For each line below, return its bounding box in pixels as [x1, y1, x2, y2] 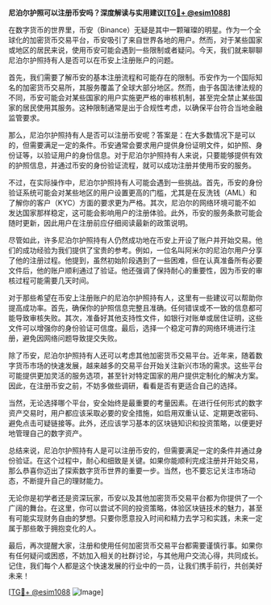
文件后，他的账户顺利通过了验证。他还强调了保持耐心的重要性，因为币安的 [8, 266, 256, 275]
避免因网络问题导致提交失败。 [22, 333, 122, 343]
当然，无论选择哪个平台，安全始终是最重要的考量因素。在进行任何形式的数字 [8, 398, 263, 408]
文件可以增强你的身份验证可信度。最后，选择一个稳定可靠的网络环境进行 [8, 324, 248, 332]
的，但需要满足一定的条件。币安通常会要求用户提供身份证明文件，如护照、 [8, 141, 256, 150]
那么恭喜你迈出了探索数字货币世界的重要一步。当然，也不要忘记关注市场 [8, 466, 248, 476]
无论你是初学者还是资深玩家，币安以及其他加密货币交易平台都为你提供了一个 [8, 493, 263, 502]
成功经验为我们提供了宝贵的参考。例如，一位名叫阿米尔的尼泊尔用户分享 [22, 246, 263, 255]
